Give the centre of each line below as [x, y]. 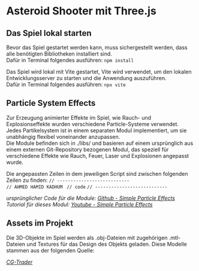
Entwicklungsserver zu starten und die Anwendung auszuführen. [86, 78]
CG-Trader [19, 262]
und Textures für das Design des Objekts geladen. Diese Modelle [107, 244]
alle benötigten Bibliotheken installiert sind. [59, 54]
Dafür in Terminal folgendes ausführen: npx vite [66, 84]
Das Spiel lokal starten [49, 33]
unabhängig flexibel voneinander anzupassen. [63, 136]
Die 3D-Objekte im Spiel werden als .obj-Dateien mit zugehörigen [87, 237]
